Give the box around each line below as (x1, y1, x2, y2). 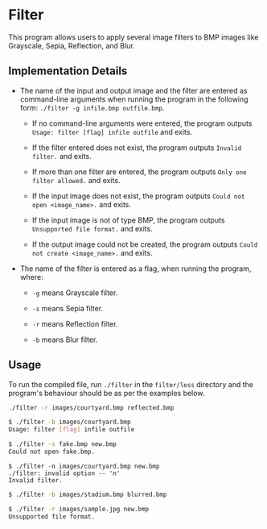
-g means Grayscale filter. (31, 288, 118, 298)
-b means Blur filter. (31, 335, 98, 344)
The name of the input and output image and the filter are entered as (19, 85, 248, 95)
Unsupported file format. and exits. (31, 223, 153, 233)
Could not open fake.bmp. (8, 448, 95, 456)
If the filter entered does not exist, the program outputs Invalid (31, 143, 242, 152)
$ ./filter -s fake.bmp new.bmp (8, 440, 117, 448)
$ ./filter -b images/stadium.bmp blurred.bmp (8, 490, 167, 498)
